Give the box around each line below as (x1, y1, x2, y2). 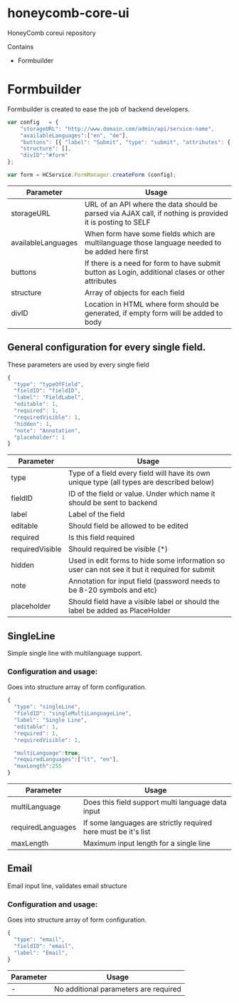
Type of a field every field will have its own (68, 469, 211, 479)
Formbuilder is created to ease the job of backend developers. (7, 105, 190, 113)
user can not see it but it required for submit (68, 565, 216, 575)
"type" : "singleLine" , (14, 703, 81, 711)
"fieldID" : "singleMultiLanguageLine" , (14, 710, 132, 718)
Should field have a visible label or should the (68, 597, 220, 607)
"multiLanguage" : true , (14, 749, 81, 757)
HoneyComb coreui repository (7, 29, 96, 37)
